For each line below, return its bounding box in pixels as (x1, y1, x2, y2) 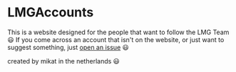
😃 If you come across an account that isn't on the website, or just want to (7, 35, 225, 43)
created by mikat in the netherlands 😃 (7, 56, 120, 65)
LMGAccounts (7, 4, 94, 21)
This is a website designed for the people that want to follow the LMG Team (7, 28, 230, 36)
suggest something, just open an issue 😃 (7, 43, 130, 51)
